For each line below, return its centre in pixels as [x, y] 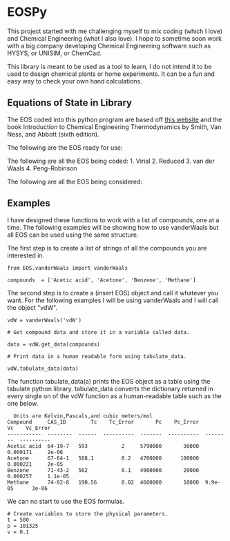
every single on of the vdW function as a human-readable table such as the [115, 396]
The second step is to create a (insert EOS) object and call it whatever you [113, 293]
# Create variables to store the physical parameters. [88, 514]
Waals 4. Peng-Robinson [42, 168]
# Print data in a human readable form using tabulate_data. [97, 356]
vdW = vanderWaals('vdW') [44, 320]
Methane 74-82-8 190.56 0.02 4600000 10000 [103, 482]
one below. [23, 403]
